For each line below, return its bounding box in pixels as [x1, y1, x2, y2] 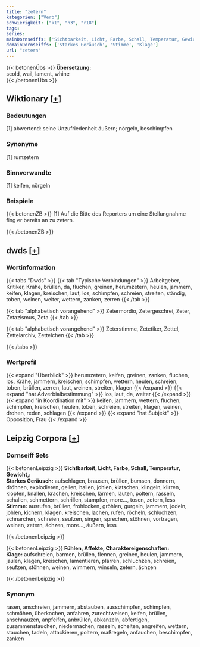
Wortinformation [6, 263, 55, 272]
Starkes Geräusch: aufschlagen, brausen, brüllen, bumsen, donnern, [6, 477, 176, 484]
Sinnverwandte [6, 168, 52, 176]
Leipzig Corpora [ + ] [6, 433, 80, 443]
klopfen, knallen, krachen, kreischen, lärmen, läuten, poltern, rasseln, [6, 490, 176, 497]
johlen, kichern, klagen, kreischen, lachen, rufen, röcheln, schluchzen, [6, 509, 179, 516]
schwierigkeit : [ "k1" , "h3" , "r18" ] [6, 20, 97, 26]
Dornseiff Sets [6, 451, 49, 459]
